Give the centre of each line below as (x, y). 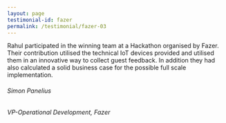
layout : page (26, 13)
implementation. (30, 75)
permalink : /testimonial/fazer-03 (57, 26)
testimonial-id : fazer (40, 20)
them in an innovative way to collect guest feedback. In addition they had (111, 60)
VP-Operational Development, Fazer (59, 112)
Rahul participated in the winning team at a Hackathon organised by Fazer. (113, 46)
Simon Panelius (29, 91)
